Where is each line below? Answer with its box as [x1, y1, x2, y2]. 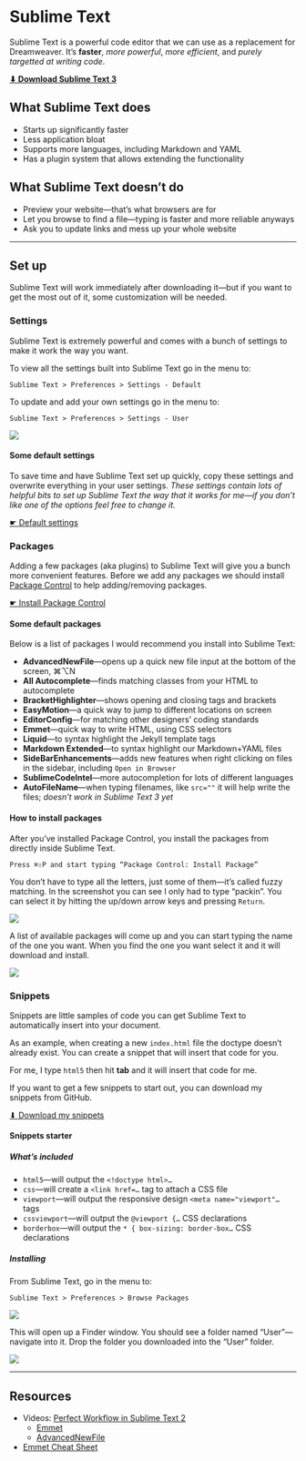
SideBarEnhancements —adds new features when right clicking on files [22, 753, 293, 764]
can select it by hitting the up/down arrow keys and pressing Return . [9, 895, 266, 906]
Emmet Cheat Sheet [22, 1442, 98, 1453]
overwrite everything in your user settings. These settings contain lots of [9, 480, 282, 491]
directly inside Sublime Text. [9, 843, 116, 853]
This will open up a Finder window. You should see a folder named [9, 1327, 258, 1338]
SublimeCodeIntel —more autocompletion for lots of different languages [22, 772, 294, 783]
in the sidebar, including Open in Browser [22, 762, 177, 773]
